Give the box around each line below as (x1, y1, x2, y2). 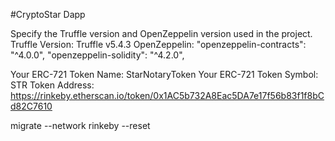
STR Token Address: (10, 79, 95, 91)
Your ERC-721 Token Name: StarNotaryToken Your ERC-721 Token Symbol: (10, 69, 319, 80)
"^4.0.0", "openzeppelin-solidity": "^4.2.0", (10, 49, 185, 61)
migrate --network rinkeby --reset (10, 120, 151, 131)
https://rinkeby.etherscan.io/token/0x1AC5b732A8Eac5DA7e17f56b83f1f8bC (10, 90, 325, 101)
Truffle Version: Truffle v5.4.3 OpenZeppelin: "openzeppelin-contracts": (10, 39, 307, 50)
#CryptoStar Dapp (10, 9, 86, 20)
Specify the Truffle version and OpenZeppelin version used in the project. (10, 28, 313, 39)
